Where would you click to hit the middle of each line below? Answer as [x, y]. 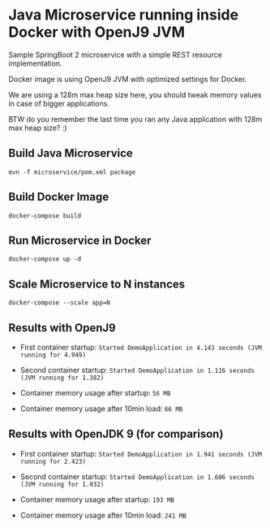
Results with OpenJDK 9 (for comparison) [116, 434]
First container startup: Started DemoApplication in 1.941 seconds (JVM [141, 453]
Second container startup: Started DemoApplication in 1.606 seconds [137, 476]
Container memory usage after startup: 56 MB [95, 393]
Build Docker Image [59, 197]
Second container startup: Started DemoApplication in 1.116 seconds [137, 370]
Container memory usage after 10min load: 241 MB [103, 515]
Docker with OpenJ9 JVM [96, 32]
